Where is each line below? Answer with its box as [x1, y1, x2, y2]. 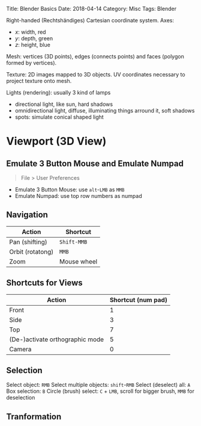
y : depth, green [14, 35, 53, 42]
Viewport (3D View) [6, 135, 107, 148]
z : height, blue [14, 42, 51, 48]
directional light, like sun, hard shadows [14, 100, 113, 108]
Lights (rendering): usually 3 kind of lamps [6, 89, 111, 96]
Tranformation [6, 412, 62, 422]
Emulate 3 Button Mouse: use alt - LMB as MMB [14, 186, 125, 193]
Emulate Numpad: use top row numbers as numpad [14, 193, 142, 199]
